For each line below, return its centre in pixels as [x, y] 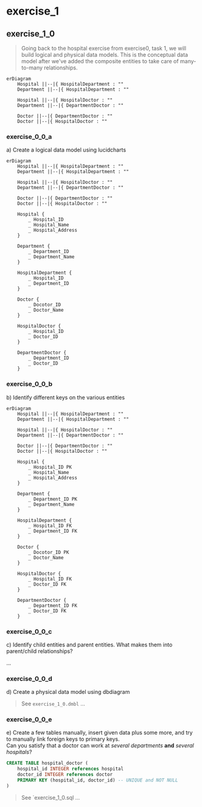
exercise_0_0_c [29, 631]
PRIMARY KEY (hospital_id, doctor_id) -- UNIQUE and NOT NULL [98, 780]
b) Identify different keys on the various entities [66, 397]
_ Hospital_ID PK [50, 467]
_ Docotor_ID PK [49, 552]
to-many [32, 68]
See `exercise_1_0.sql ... [50, 797]
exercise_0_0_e [29, 719]
